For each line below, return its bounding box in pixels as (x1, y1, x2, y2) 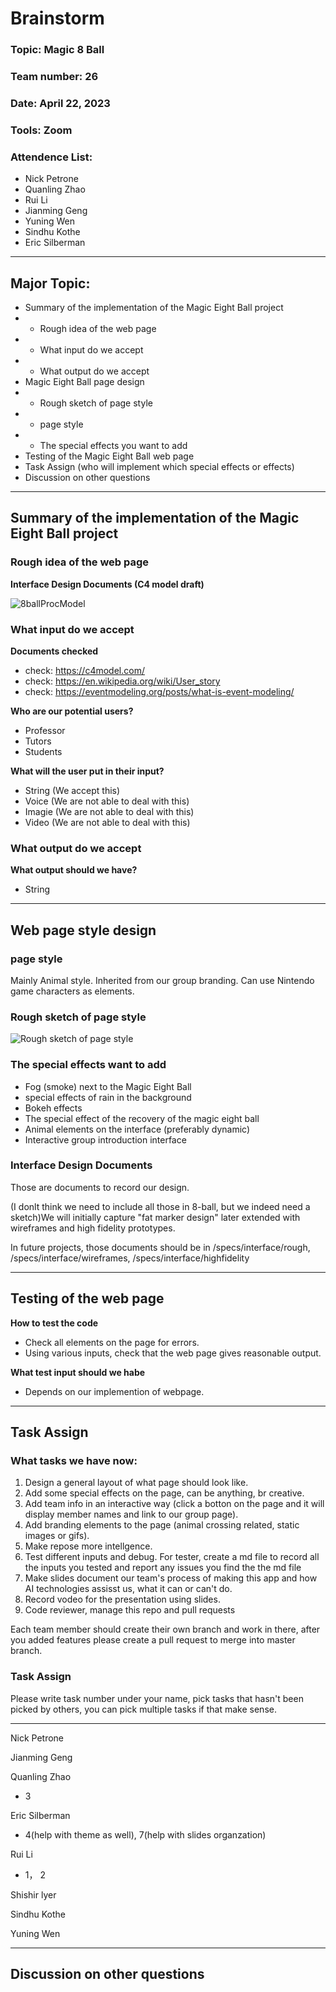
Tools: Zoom (10, 123, 73, 137)
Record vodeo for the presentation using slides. (24, 1593, 221, 1606)
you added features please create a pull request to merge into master (10, 1634, 296, 1646)
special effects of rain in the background (24, 1091, 192, 1103)
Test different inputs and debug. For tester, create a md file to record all (24, 1551, 320, 1563)
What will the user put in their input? (10, 765, 165, 777)
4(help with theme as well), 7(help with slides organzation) (24, 1828, 267, 1841)
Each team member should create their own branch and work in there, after (10, 1623, 321, 1636)
